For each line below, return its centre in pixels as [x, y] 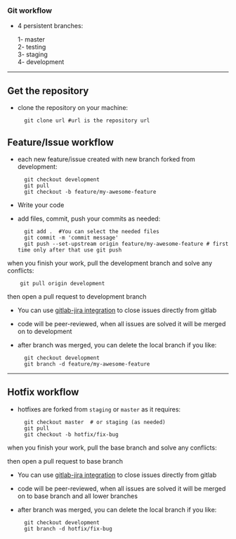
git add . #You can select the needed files [92, 231]
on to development [45, 331]
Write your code [41, 205]
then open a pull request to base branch [65, 461]
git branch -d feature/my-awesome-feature [87, 364]
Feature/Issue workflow [61, 142]
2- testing [32, 47]
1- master [31, 39]
